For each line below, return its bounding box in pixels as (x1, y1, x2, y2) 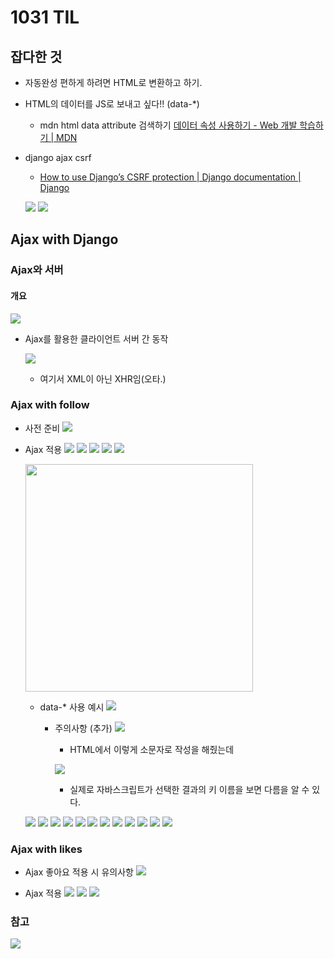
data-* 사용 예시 (39, 701, 105, 713)
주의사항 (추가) (54, 722, 113, 734)
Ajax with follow (10, 398, 90, 412)
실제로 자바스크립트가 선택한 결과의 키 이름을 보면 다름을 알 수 (69, 783, 310, 795)
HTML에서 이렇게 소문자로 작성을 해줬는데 (69, 743, 235, 755)
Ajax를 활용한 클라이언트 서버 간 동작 (24, 332, 169, 345)
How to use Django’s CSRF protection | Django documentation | (39, 171, 302, 183)
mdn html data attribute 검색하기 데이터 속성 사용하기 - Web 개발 (39, 119, 298, 131)
